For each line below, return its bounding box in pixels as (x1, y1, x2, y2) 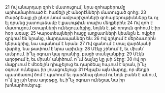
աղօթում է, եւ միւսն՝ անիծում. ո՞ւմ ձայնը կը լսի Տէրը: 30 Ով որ (5, 56, 146, 62)
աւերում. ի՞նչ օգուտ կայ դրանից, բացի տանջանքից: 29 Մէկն (5, 51, 144, 57)
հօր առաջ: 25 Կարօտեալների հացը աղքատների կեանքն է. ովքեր (5, 30, 156, 36)
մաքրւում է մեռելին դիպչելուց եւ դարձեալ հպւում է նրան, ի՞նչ (5, 61, 147, 67)
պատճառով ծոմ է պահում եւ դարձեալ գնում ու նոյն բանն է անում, (5, 72, 158, 77)
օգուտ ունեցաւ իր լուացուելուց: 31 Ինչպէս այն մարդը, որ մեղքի (5, 67, 149, 72)
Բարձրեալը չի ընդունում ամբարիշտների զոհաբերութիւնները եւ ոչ (5, 15, 159, 20)
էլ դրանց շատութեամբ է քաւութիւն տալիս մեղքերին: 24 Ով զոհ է (5, 20, 153, 25)
